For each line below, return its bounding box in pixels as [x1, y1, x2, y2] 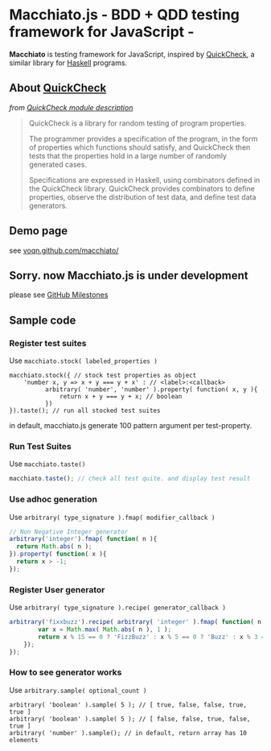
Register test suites [9, 337, 87, 349]
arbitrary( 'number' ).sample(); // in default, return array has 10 [9, 728, 248, 737]
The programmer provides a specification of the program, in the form [28, 134, 258, 143]
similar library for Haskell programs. [9, 58, 128, 68]
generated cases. [28, 159, 88, 169]
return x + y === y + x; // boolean [60, 393, 183, 401]
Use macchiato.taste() [9, 459, 86, 468]
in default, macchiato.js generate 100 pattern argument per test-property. [9, 421, 253, 431]
